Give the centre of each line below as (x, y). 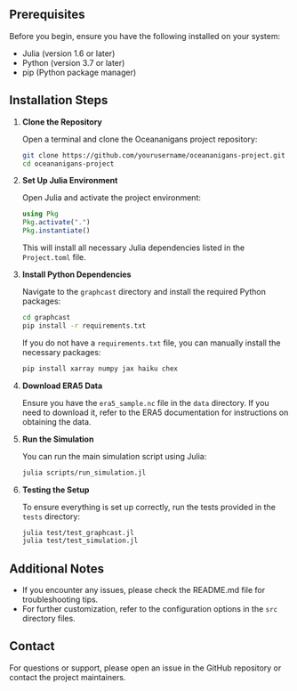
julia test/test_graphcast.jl (78, 532)
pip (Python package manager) (79, 72)
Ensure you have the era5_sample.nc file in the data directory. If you (145, 402)
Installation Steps (59, 100)
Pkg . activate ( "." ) (56, 223)
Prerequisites (47, 15)
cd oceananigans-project (68, 164)
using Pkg (40, 214)
